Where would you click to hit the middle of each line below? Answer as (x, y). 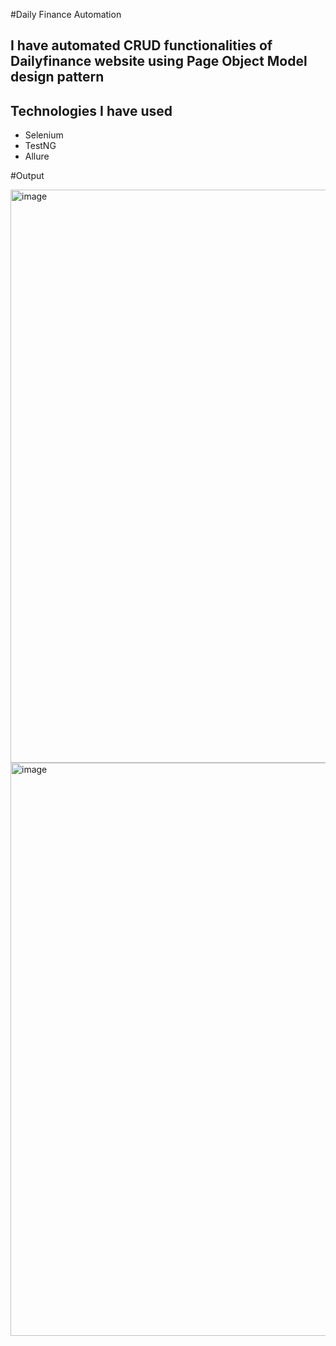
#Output (27, 176)
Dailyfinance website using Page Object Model (159, 61)
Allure (37, 156)
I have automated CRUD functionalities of (141, 45)
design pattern (57, 77)
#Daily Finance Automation (66, 14)
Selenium (44, 135)
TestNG (40, 146)
